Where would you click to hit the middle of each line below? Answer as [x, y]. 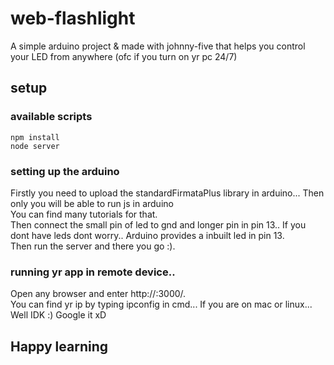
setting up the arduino [65, 171]
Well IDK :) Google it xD [58, 315]
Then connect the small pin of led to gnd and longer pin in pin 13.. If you [158, 224]
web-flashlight [73, 18]
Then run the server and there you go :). [93, 246]
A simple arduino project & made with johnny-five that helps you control [158, 46]
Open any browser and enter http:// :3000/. [98, 294]
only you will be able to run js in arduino [92, 203]
